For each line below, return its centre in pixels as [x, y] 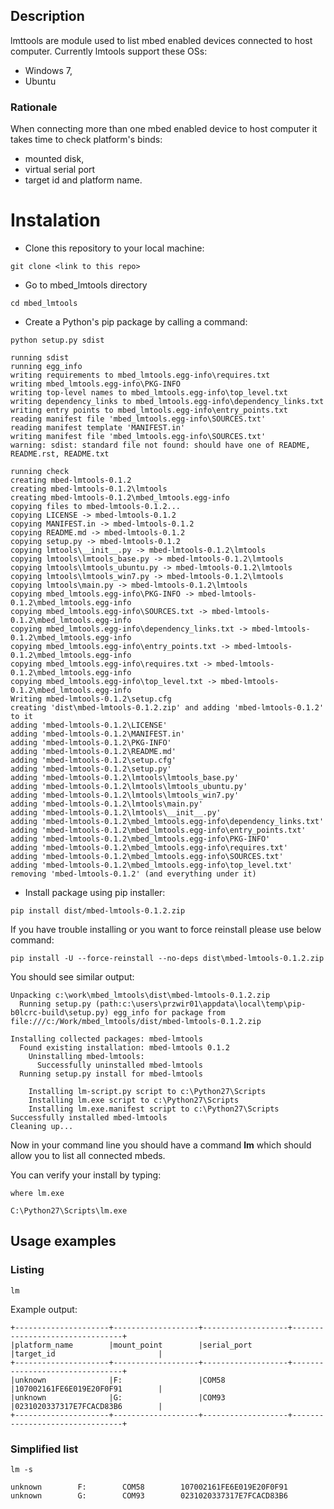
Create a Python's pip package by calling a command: [136, 322]
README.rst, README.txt [60, 454]
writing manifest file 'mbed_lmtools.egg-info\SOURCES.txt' [138, 437]
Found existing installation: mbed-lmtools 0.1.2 [124, 1048]
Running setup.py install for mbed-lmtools [111, 1074]
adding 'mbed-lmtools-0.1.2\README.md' [93, 752]
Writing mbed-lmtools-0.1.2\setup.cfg [91, 699]
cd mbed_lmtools [44, 304]
